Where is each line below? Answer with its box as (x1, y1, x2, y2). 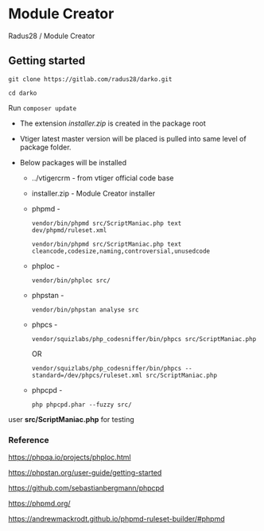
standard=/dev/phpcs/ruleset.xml (31, 371, 143, 379)
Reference (8, 434, 49, 445)
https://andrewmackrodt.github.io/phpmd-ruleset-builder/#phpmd (8, 514, 225, 524)
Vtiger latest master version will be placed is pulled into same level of (19, 134, 247, 143)
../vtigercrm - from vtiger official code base (31, 172, 174, 183)
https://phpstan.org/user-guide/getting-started (8, 468, 162, 478)
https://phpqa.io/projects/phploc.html (8, 452, 131, 462)
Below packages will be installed (19, 157, 127, 167)
